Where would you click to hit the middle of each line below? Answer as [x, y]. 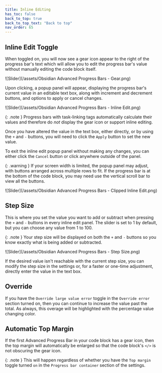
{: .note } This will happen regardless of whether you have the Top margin [78, 360]
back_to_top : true [23, 18]
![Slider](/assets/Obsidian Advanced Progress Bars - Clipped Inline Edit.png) [81, 190]
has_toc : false [20, 14]
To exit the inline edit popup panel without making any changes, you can [77, 151]
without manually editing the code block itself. [51, 69]
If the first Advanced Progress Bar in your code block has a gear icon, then [80, 341]
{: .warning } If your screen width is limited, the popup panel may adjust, [77, 166]
